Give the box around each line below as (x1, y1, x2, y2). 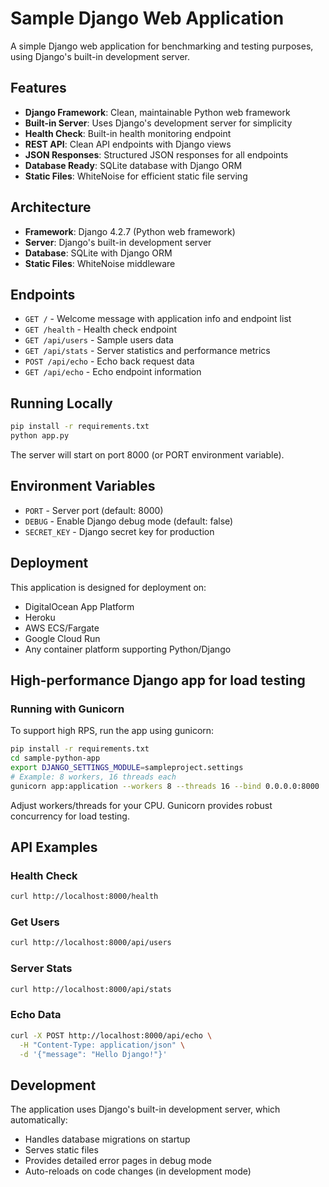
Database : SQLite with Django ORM (24, 247, 173, 259)
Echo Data (10, 1008, 62, 1022)
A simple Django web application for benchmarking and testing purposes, (10, 40, 314, 52)
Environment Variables (10, 478, 156, 495)
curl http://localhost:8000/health (10, 892, 159, 902)
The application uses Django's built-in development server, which (10, 1103, 281, 1116)
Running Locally (10, 395, 113, 412)
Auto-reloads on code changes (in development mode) (24, 1165, 252, 1177)
